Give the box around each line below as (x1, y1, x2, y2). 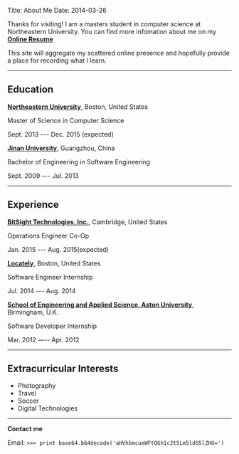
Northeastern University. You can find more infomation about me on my (7, 28, 217, 36)
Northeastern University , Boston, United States (7, 102, 148, 111)
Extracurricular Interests (7, 363, 119, 375)
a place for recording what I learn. (7, 56, 107, 65)
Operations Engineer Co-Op (7, 231, 90, 240)
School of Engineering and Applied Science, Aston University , (7, 300, 194, 309)
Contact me (7, 425, 43, 433)
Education (7, 83, 54, 95)
